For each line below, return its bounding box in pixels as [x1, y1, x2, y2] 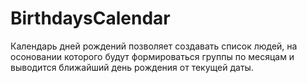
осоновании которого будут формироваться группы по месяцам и [10, 50, 295, 62]
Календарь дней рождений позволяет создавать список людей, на [10, 40, 298, 52]
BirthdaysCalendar [10, 7, 171, 30]
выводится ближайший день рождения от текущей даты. [10, 61, 254, 73]
